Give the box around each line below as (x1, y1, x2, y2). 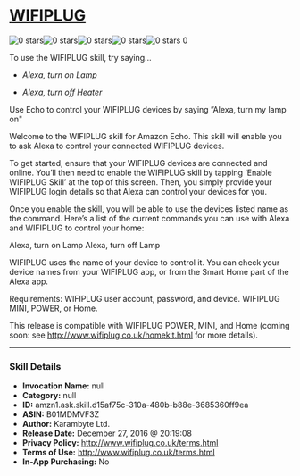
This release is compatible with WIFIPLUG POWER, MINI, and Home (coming (9, 320, 290, 330)
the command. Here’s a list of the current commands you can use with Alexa (9, 213, 290, 223)
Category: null (21, 390, 77, 401)
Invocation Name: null (21, 380, 105, 391)
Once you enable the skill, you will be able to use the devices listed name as (9, 203, 288, 214)
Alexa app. (9, 276, 49, 287)
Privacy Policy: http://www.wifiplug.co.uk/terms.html (21, 438, 219, 448)
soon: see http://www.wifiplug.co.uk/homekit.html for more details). (9, 330, 259, 340)
